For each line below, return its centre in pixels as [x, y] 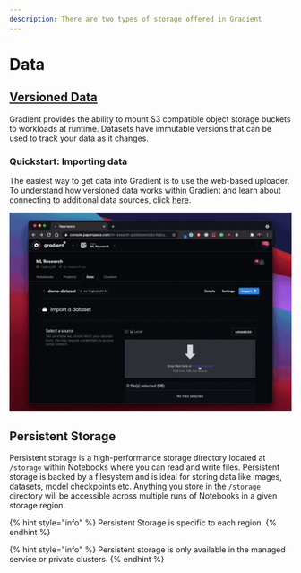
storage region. [37, 506]
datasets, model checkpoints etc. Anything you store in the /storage [135, 486]
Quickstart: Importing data [69, 161]
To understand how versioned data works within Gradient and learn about [145, 190]
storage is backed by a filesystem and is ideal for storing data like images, [146, 477]
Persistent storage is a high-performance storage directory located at [138, 458]
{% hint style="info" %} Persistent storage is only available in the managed [148, 550]
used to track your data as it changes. [79, 138]
